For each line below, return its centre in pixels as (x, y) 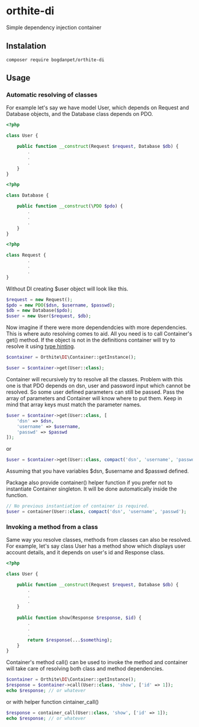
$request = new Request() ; (39, 299)
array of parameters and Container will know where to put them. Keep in (94, 398)
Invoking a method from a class (52, 527)
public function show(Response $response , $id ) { (79, 618)
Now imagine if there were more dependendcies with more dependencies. (97, 327)
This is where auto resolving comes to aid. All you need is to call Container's (99, 334)
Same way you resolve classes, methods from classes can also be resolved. (99, 540)
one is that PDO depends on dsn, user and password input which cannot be (98, 385)
